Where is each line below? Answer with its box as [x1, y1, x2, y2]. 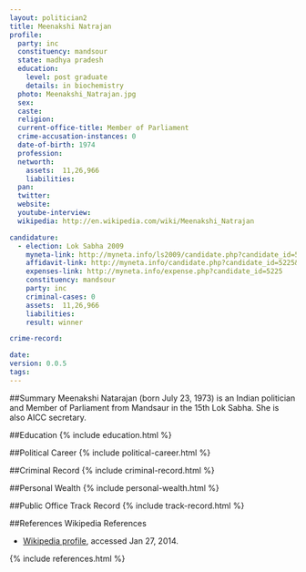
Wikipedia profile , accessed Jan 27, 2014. [22, 535, 179, 546]
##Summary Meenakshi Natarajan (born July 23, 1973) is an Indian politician [9, 393, 296, 403]
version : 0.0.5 [9, 359, 67, 369]
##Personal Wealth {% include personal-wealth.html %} [9, 482, 220, 493]
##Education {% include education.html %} [9, 429, 173, 440]
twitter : [17, 191, 51, 200]
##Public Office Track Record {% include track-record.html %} [9, 500, 245, 511]
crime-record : [9, 334, 64, 343]
